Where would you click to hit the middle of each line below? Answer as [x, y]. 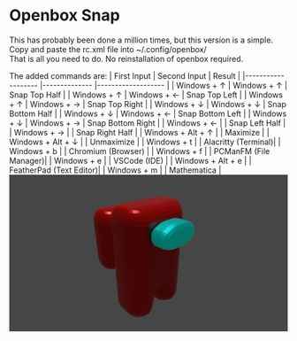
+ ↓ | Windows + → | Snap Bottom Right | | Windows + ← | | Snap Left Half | [148, 123]
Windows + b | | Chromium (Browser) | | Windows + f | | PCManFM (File [140, 151]
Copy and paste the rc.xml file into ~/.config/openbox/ [108, 49]
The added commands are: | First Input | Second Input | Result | [125, 75]
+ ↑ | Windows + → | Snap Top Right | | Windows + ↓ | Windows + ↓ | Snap [148, 104]
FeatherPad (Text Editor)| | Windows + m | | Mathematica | [115, 170]
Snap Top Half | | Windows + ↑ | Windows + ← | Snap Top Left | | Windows [146, 95]
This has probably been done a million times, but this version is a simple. [141, 40]
